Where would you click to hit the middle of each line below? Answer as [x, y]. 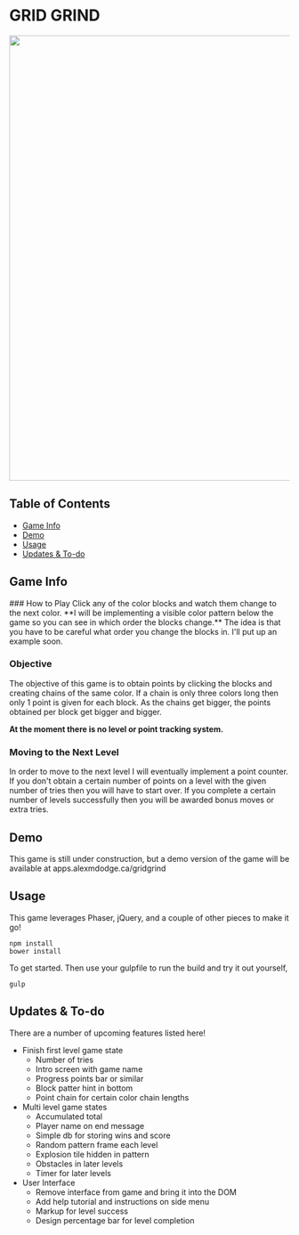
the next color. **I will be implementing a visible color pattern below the [141, 613]
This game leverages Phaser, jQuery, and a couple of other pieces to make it [149, 917]
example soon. [36, 641]
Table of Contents [60, 504]
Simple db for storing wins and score [103, 1135]
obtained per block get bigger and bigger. [85, 711]
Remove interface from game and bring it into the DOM [136, 1192]
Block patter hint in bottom [84, 1088]
